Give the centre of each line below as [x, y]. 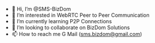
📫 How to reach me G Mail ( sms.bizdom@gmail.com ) [77, 34]
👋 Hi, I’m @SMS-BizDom [41, 9]
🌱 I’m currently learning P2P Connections [62, 21]
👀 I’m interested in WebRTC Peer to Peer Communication [80, 15]
